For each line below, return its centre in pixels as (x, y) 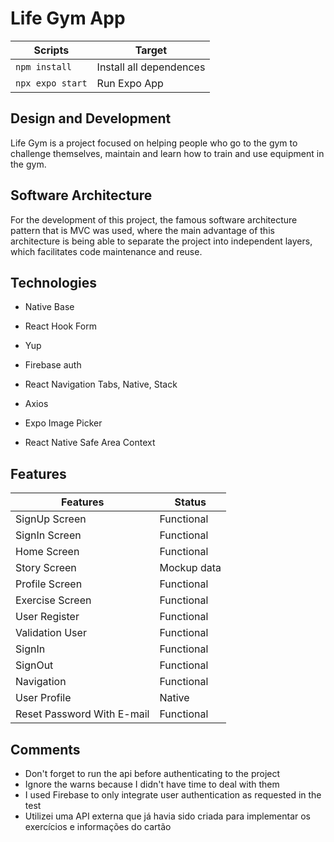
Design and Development (91, 118)
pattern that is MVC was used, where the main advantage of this (142, 230)
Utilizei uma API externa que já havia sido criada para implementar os (168, 816)
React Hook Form (60, 326)
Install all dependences (151, 67)
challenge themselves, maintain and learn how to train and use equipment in (167, 153)
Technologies (54, 282)
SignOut (34, 665)
